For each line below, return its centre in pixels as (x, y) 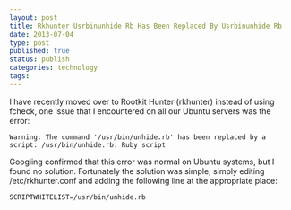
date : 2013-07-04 (42, 34)
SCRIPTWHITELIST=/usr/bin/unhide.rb (77, 197)
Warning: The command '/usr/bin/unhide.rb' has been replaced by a (138, 137)
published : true (39, 51)
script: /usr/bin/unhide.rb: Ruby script (88, 144)
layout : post (34, 17)
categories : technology (54, 68)
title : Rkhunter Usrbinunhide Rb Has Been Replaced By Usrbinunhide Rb (145, 26)
